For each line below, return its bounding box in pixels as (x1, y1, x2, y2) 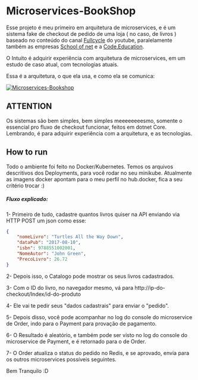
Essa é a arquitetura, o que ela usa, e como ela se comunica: (6, 72, 155, 79)
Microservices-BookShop (6, 4, 136, 18)
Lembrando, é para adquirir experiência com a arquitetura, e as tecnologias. (6, 129, 193, 137)
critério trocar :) (6, 182, 45, 189)
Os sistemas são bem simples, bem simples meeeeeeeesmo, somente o (6, 117, 183, 124)
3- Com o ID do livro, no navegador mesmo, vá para (6, 284, 134, 291)
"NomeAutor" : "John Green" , (17, 251, 86, 257)
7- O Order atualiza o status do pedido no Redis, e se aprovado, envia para (6, 349, 190, 356)
